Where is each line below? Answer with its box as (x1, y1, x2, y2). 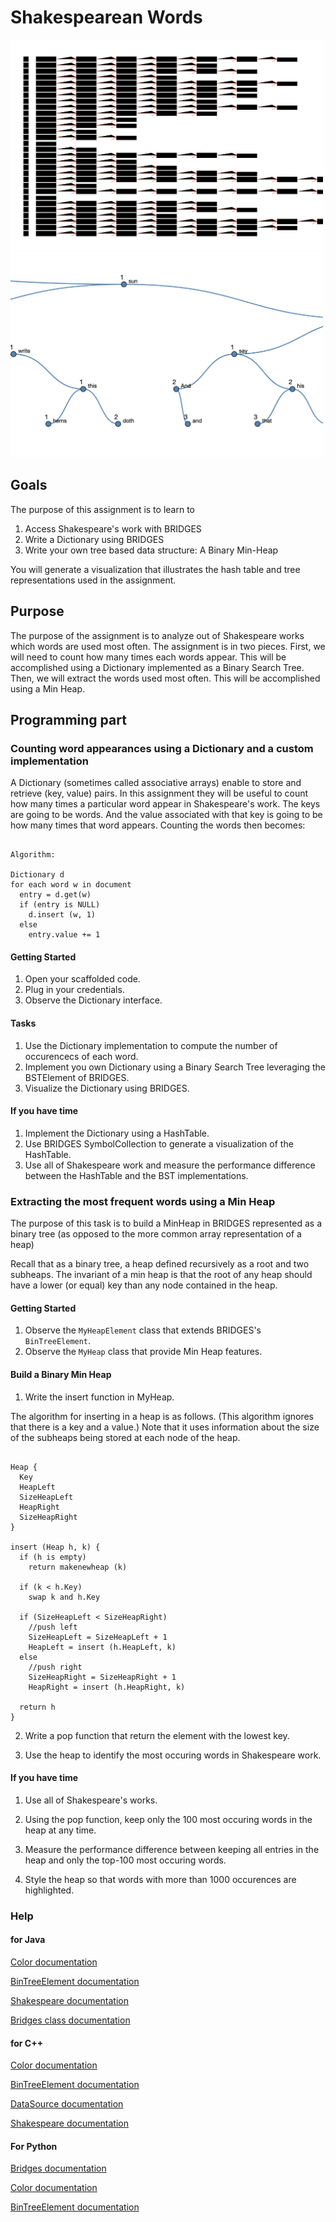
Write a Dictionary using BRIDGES (24, 533, 165, 545)
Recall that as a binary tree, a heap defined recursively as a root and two (10, 1258, 310, 1270)
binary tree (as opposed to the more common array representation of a (10, 1228, 302, 1240)
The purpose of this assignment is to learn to (10, 503, 195, 515)
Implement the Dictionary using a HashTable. (24, 1127, 210, 1139)
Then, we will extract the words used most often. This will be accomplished (10, 672, 321, 684)
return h (19, 1702, 56, 1712)
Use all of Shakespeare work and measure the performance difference (24, 1159, 316, 1171)
